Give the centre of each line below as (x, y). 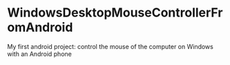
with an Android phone (40, 54)
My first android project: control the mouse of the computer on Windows (111, 46)
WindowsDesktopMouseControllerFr (115, 13)
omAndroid (40, 27)
